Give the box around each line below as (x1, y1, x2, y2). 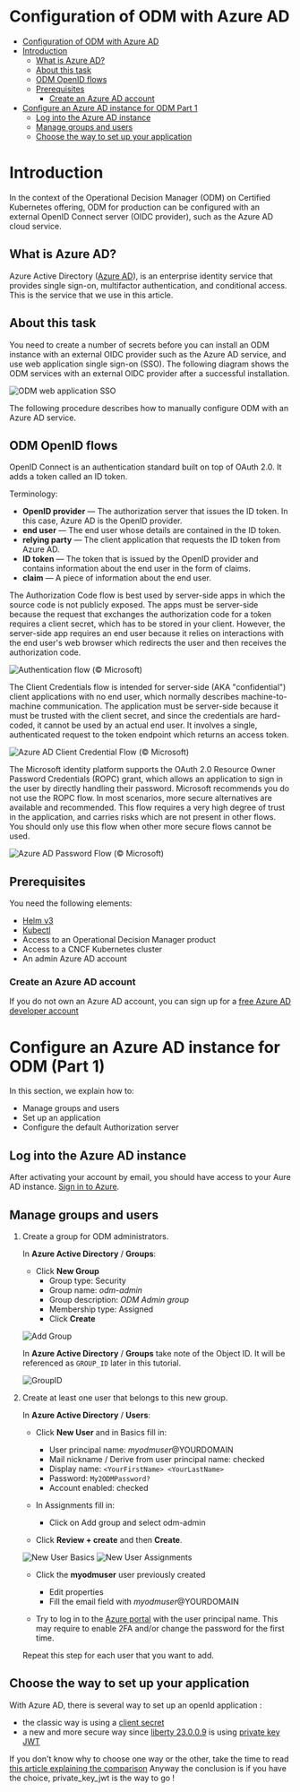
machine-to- (241, 692, 288, 702)
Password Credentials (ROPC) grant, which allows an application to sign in (9, 773, 284, 785)
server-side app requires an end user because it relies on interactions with (9, 628, 284, 639)
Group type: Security (48, 1275, 127, 1286)
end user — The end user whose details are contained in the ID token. (21, 525, 282, 536)
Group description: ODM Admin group (48, 1294, 190, 1305)
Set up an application (21, 1113, 101, 1124)
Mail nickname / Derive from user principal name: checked (48, 1453, 266, 1464)
